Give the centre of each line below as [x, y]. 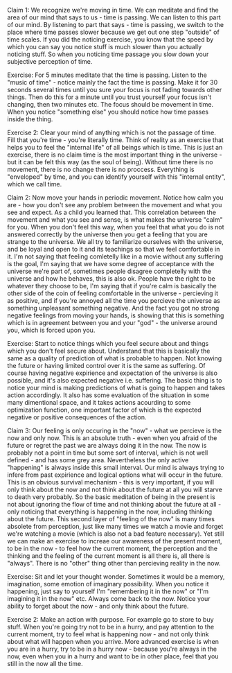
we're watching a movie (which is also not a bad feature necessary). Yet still [116, 534]
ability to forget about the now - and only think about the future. [98, 606]
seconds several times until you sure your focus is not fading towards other [115, 90]
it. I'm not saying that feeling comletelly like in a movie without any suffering [115, 256]
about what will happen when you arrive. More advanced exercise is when [113, 641]
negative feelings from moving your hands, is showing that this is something [116, 315]
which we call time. [35, 184]
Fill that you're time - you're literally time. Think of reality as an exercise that [115, 140]
